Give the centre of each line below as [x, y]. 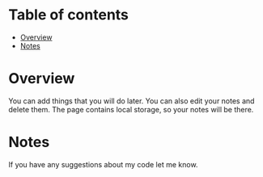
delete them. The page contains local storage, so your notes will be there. [131, 109]
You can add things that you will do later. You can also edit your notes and [131, 101]
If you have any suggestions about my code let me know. [103, 164]
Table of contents [69, 15]
